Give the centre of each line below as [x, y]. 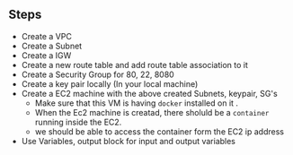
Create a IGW [46, 55]
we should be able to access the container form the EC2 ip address [160, 131]
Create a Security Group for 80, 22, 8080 [98, 74]
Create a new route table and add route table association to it [134, 65]
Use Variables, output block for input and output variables [128, 141]
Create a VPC [47, 36]
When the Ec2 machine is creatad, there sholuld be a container [152, 112]
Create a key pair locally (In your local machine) [110, 83]
